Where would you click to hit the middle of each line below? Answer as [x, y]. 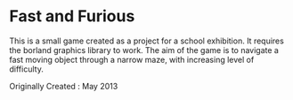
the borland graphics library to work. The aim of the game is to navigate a [144, 50]
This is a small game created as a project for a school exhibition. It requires [147, 41]
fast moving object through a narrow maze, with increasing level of [132, 59]
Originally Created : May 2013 [64, 86]
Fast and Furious [72, 16]
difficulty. [27, 69]
